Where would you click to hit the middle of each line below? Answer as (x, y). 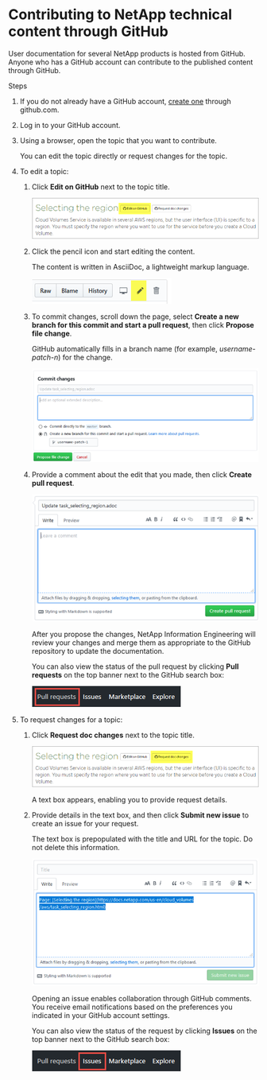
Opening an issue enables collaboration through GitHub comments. (141, 998)
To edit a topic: (44, 171)
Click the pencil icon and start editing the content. (113, 251)
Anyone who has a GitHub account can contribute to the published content (131, 62)
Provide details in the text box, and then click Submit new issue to (140, 815)
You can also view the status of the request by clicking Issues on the (144, 1031)
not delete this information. (76, 848)
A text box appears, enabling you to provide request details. (130, 800)
